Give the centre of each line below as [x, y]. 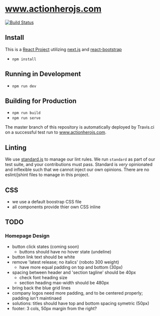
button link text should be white [43, 257]
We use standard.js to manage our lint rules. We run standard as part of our [80, 159]
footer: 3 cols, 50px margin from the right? [54, 308]
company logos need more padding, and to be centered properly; [77, 293]
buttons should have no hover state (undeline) [65, 251]
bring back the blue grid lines [41, 288]
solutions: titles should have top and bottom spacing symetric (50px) [80, 303]
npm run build [26, 113]
